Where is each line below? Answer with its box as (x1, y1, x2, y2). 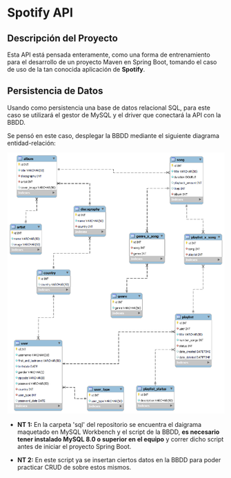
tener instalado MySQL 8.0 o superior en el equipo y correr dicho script (17, 435, 224, 444)
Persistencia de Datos (7, 85, 103, 97)
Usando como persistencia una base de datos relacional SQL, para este (7, 103, 210, 112)
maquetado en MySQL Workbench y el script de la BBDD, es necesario (17, 428, 220, 436)
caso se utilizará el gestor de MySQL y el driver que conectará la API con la (7, 110, 221, 119)
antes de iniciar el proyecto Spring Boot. (17, 443, 132, 451)
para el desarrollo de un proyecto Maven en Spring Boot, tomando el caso (7, 58, 217, 66)
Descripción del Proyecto (7, 32, 119, 44)
